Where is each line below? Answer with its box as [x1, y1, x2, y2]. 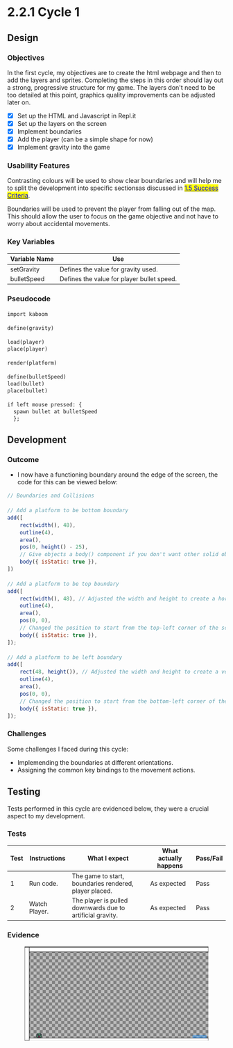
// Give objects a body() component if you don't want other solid [19, 551, 218, 558]
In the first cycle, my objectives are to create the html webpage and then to [7, 68, 222, 77]
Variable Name [10, 255, 54, 263]
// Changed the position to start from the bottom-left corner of [19, 697, 216, 705]
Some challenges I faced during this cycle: [7, 745, 129, 753]
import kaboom [7, 310, 49, 317]
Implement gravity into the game [17, 143, 110, 152]
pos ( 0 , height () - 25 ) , [19, 543, 89, 550]
